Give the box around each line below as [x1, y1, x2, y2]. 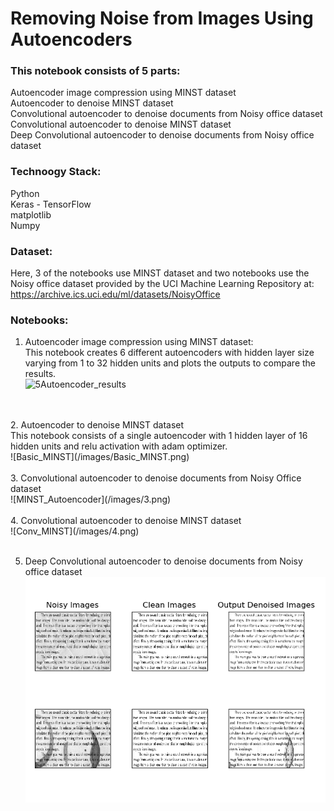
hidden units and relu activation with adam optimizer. [10, 440, 228, 452]
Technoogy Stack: [10, 165, 102, 179]
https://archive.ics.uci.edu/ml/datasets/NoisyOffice [10, 288, 221, 301]
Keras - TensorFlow [10, 198, 92, 210]
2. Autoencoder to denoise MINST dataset [10, 419, 185, 431]
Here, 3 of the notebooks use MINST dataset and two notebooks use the [10, 267, 310, 279]
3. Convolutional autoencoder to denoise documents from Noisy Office [10, 472, 302, 484]
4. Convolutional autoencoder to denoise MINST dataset [10, 515, 242, 527]
